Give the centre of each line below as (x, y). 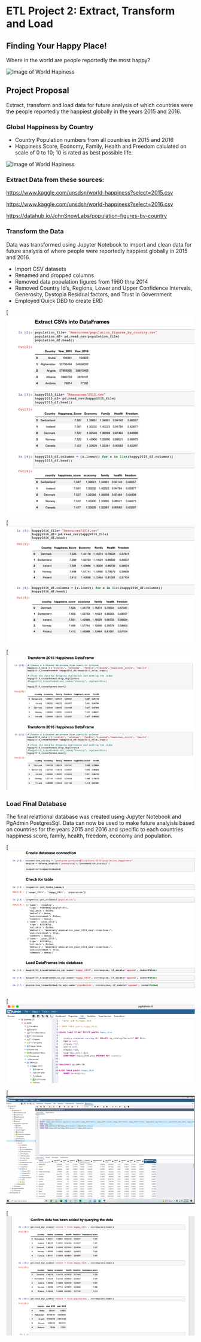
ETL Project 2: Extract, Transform (91, 11)
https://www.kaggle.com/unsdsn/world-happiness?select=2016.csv (90, 204)
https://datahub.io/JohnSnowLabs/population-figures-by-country (87, 216)
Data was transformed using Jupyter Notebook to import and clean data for (99, 244)
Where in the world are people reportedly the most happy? (78, 60)
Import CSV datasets (40, 269)
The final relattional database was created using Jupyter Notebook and (94, 817)
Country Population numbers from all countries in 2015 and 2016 (94, 140)
